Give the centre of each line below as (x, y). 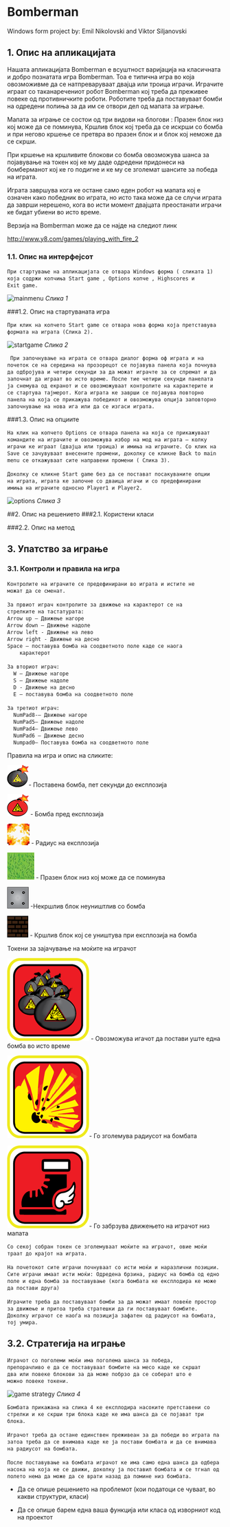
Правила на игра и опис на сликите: (60, 755)
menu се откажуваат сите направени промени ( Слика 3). (89, 461)
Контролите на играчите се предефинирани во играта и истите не (101, 584)
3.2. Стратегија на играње (66, 1344)
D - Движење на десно (44, 687)
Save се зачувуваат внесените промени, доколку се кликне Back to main (112, 454)
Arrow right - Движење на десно (53, 639)
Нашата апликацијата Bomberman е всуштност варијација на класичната (114, 69)
